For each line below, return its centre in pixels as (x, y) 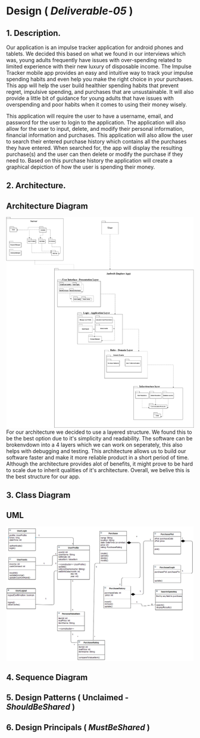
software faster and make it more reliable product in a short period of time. (98, 457)
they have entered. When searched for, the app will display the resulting (94, 148)
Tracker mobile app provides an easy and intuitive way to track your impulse (100, 73)
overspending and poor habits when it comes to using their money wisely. (97, 105)
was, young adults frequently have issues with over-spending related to (94, 60)
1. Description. (34, 33)
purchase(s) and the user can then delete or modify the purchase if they (95, 154)
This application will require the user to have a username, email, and (90, 116)
